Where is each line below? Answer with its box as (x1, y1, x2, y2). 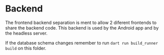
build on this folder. (5, 45, 46, 51)
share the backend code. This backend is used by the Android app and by (5, 24, 159, 30)
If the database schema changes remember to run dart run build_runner (5, 39, 158, 45)
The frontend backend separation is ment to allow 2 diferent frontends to (5, 19, 157, 25)
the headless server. (5, 30, 48, 36)
